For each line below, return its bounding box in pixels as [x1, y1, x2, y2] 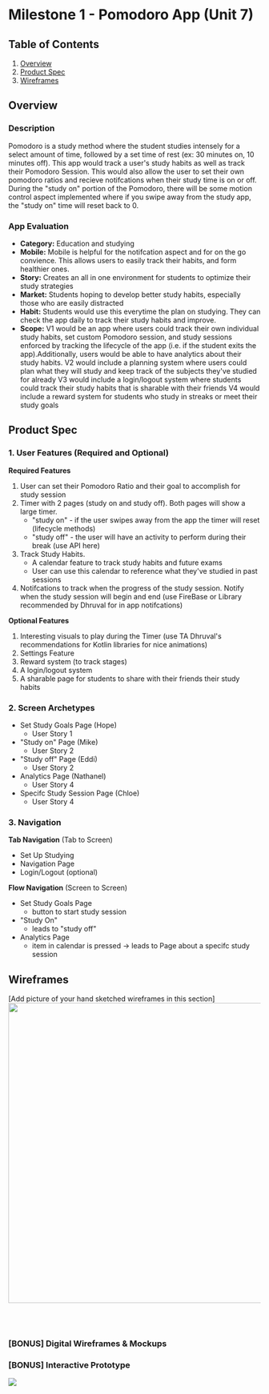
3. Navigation [8, 816, 62, 827]
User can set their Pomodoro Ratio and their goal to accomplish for [19, 481, 241, 491]
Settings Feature [19, 648, 74, 658]
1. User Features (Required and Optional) [8, 447, 170, 459]
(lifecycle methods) [31, 523, 96, 533]
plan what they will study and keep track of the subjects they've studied [19, 366, 258, 375]
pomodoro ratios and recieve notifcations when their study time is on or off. [8, 174, 258, 185]
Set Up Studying [19, 851, 74, 860]
